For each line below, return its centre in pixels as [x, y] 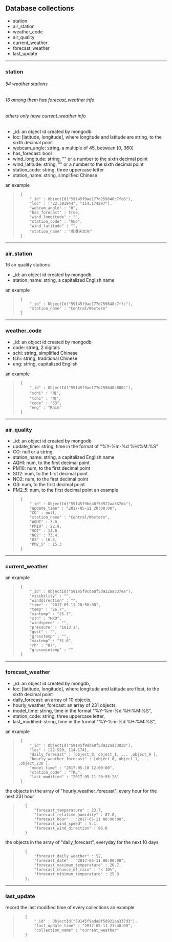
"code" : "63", [46, 403]
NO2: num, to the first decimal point [50, 479]
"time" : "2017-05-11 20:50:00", [65, 605]
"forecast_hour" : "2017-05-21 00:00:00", [80, 819]
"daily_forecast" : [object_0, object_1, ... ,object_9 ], [94, 754]
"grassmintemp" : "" [51, 650]
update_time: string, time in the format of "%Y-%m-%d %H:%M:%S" [85, 447]
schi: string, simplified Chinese [45, 353]
